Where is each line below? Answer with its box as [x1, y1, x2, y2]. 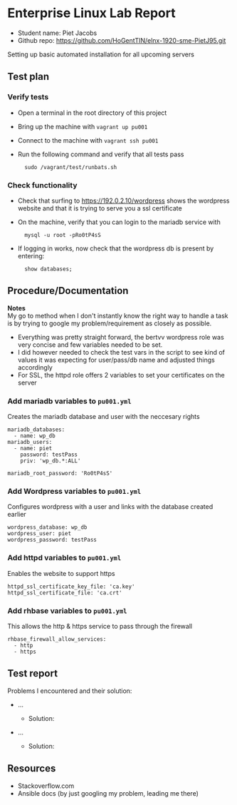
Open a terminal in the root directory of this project [17, 108, 167, 117]
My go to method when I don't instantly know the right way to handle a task [7, 311, 229, 320]
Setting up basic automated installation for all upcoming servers [7, 50, 194, 59]
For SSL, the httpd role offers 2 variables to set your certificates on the [17, 370, 226, 379]
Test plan [7, 71, 50, 83]
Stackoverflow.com [17, 781, 75, 790]
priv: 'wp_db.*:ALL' [20, 457, 81, 465]
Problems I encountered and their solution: [7, 687, 132, 695]
